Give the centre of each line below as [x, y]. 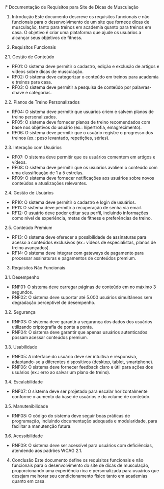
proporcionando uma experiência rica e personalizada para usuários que [85, 470]
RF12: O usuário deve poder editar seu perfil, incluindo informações [80, 213]
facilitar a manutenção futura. [41, 426]
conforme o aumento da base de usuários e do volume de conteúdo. [81, 396]
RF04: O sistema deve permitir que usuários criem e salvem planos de [83, 112]
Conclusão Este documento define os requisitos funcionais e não [77, 460]
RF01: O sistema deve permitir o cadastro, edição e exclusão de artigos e [85, 66]
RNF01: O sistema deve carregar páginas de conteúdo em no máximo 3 [84, 287]
